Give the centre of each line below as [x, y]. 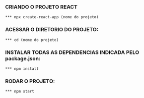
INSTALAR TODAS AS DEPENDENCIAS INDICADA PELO [72, 52]
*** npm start [20, 92]
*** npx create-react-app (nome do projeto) [52, 17]
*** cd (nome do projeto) [32, 40]
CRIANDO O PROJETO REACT [41, 7]
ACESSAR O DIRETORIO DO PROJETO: [52, 30]
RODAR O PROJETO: [30, 81]
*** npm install [22, 69]
